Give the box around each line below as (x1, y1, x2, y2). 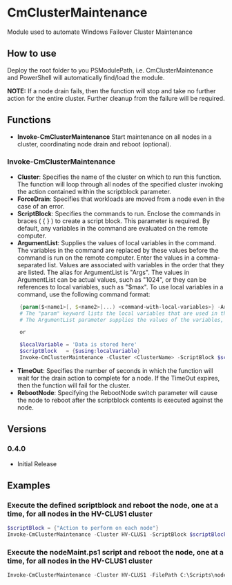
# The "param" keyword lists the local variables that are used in (19, 309, 217, 317)
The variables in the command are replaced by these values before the (17, 246, 219, 254)
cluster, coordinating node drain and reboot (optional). (17, 140, 171, 148)
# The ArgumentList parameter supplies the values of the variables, (19, 316, 224, 323)
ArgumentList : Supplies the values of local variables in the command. (17, 238, 216, 247)
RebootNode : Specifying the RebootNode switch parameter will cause (17, 388, 217, 396)
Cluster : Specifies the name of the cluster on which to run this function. (17, 173, 222, 181)
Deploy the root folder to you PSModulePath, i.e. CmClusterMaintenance (7, 66, 213, 74)
